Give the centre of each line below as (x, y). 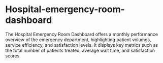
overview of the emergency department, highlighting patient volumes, (78, 40)
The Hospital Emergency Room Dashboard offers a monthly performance (82, 34)
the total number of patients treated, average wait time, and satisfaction (80, 50)
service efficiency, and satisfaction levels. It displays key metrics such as (82, 45)
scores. (13, 56)
